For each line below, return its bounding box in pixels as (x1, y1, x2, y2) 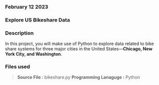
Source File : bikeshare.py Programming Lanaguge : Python (17, 74, 140, 80)
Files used (5, 64, 31, 70)
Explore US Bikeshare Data (5, 16, 70, 23)
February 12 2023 (5, 3, 48, 10)
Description (5, 29, 34, 36)
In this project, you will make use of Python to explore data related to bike (5, 41, 154, 47)
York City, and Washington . (5, 51, 63, 57)
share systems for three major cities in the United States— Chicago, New (5, 46, 153, 52)
